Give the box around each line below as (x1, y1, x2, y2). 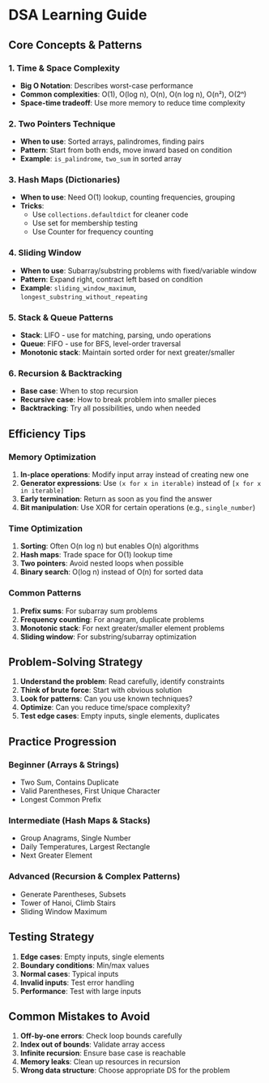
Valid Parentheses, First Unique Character (19, 786, 160, 796)
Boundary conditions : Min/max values (19, 960, 150, 970)
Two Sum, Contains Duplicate (19, 777, 119, 788)
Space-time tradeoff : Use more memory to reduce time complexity (19, 97, 246, 107)
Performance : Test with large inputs (19, 986, 142, 995)
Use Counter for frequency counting (32, 227, 154, 237)
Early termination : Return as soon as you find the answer (19, 494, 212, 504)
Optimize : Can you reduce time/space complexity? (19, 703, 190, 712)
